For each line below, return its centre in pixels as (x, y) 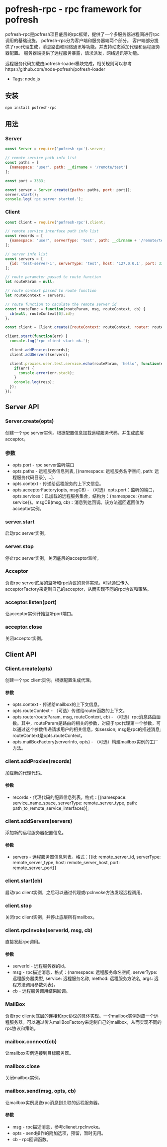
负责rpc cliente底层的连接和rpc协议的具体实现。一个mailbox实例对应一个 (80, 1016)
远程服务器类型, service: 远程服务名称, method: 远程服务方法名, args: (83, 978)
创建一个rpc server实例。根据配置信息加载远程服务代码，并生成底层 (75, 433)
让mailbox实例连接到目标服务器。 (39, 1053)
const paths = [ (22, 163)
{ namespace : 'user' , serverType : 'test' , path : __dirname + (73, 240)
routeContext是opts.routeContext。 (49, 736)
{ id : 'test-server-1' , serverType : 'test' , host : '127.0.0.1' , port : (83, 263)
